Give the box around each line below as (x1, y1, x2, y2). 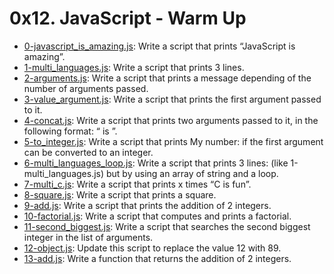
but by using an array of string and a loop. (106, 167, 279, 179)
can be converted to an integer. (23, 146, 154, 158)
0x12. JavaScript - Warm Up (9, 7, 247, 30)
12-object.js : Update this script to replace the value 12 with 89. (23, 242, 282, 254)
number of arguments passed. (23, 82, 149, 94)
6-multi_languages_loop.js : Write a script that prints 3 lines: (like (23, 157, 289, 169)
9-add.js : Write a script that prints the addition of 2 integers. (23, 199, 272, 211)
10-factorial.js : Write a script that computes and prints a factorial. (23, 210, 292, 222)
